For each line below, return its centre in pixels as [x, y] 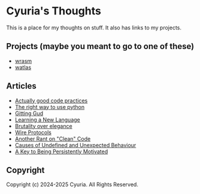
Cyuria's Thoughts [54, 11]
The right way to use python [50, 107]
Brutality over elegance [44, 126]
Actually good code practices [51, 101]
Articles [22, 86]
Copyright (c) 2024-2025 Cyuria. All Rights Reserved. [72, 184]
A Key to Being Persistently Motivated [61, 151]
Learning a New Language [47, 119]
